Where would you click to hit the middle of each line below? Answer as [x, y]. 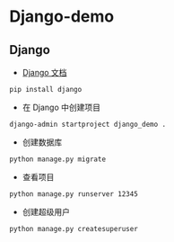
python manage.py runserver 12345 [74, 194]
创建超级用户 [46, 212]
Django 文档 [44, 72]
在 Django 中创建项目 [61, 107]
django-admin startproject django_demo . [88, 124]
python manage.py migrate [57, 159]
